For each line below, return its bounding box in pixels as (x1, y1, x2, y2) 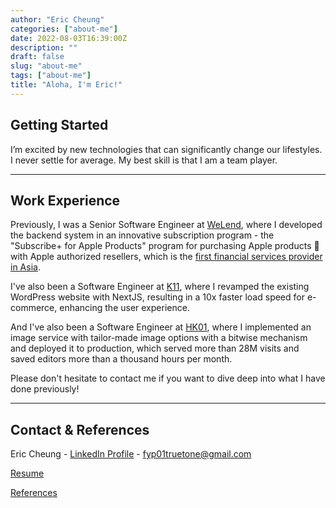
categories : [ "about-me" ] (10, 24, 118, 34)
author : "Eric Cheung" (10, 14, 105, 25)
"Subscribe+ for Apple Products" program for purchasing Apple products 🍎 (10, 240, 320, 252)
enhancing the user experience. (59, 302, 190, 314)
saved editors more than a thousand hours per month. (10, 353, 233, 365)
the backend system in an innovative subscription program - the (10, 229, 275, 241)
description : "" (10, 42, 78, 53)
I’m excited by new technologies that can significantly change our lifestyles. (10, 143, 323, 155)
